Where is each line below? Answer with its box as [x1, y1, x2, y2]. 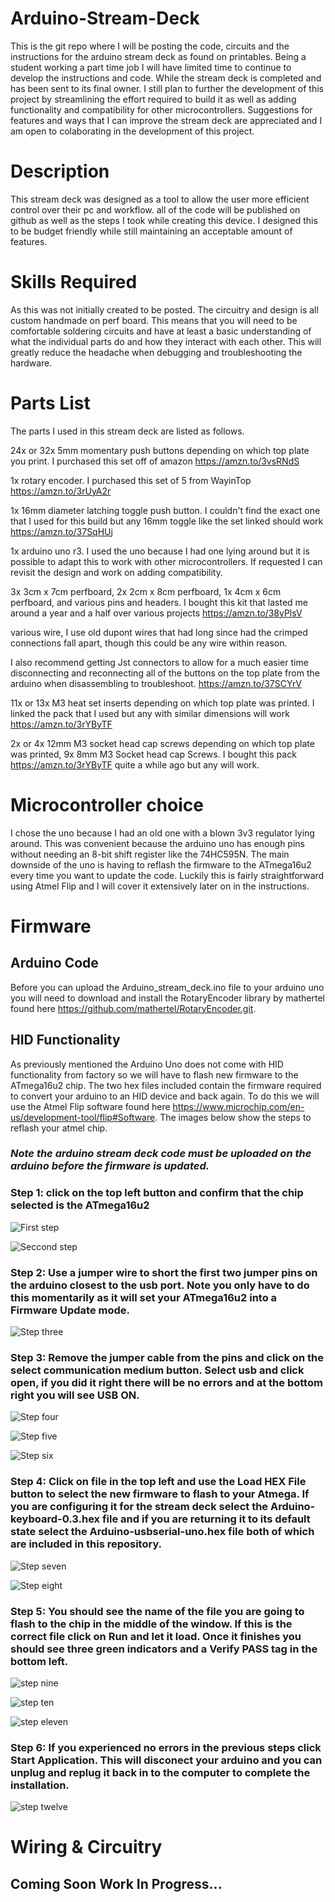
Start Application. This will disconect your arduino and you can [10, 1753, 323, 1767]
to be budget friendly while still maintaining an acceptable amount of [10, 225, 293, 237]
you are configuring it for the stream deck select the [10, 1500, 269, 1514]
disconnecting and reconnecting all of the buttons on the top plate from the [10, 667, 320, 679]
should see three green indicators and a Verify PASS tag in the [10, 1642, 318, 1656]
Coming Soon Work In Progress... [10, 1875, 223, 1892]
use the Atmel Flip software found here [10, 1100, 171, 1112]
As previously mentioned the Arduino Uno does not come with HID [10, 1058, 284, 1070]
